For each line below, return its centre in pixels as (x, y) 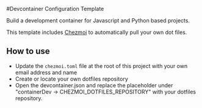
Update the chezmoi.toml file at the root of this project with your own (101, 66)
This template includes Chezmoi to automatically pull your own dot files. (97, 32)
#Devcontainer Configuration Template (55, 9)
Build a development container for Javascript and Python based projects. (98, 20)
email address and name (46, 72)
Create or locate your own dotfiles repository (71, 79)
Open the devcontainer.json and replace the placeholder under (94, 85)
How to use (28, 51)
